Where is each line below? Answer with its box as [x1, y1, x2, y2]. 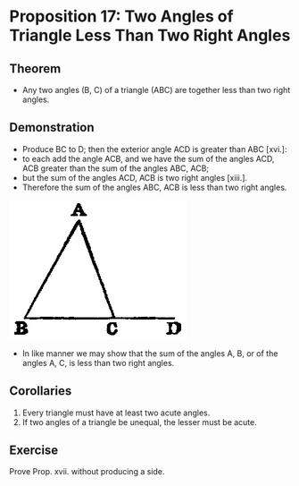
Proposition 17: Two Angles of [9, 6, 234, 27]
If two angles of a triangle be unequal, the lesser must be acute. [21, 416, 257, 427]
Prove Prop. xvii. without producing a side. [9, 466, 165, 477]
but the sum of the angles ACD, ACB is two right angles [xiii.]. [21, 172, 248, 183]
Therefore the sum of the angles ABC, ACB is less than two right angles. [21, 182, 287, 192]
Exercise [9, 443, 59, 458]
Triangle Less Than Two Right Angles [9, 25, 291, 46]
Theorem [9, 61, 62, 76]
